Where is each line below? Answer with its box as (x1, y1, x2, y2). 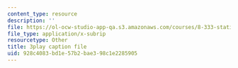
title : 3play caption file (7, 43, 87, 50)
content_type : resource (7, 10, 78, 18)
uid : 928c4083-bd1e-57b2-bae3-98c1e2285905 (7, 50, 138, 57)
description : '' (7, 17, 55, 24)
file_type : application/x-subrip (7, 30, 106, 38)
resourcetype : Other (7, 37, 69, 44)
